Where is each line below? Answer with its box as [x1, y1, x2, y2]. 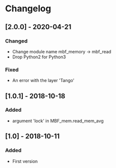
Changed [5, 38, 28, 44]
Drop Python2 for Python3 [12, 54, 66, 60]
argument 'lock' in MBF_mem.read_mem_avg [12, 118, 104, 124]
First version [12, 158, 38, 164]
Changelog [5, 3, 51, 14]
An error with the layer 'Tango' [12, 78, 75, 84]
